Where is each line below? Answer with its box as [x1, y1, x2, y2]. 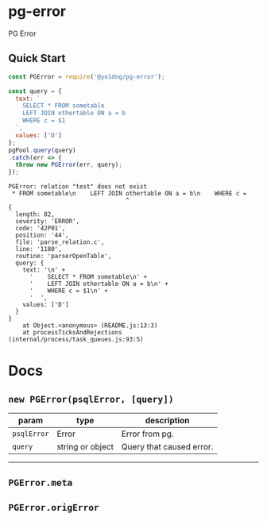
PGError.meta [8, 477, 73, 488]
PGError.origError [8, 501, 99, 513]
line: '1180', [15, 245, 62, 253]
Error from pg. [121, 428, 174, 439]
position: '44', [15, 231, 69, 240]
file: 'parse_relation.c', [15, 238, 105, 246]
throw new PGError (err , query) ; [15, 161, 123, 169]
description [145, 415, 190, 426]
